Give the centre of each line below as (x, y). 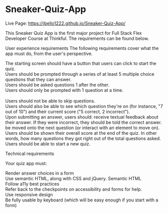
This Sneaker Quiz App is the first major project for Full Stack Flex (74, 33)
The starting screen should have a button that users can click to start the (81, 63)
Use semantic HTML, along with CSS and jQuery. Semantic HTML (73, 178)
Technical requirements (30, 153)
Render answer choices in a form (40, 173)
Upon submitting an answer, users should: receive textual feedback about (82, 117)
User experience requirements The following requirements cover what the (82, 48)
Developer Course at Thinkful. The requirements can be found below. (77, 38)
